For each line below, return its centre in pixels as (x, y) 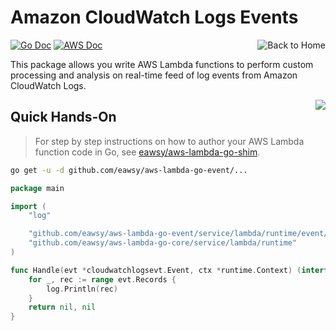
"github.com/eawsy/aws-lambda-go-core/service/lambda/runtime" (163, 243)
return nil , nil (62, 307)
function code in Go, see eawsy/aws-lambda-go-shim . (147, 152)
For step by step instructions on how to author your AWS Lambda (169, 141)
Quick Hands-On (63, 117)
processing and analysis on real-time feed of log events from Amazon (154, 75)
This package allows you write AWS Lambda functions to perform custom (162, 64)
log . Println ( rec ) (82, 289)
